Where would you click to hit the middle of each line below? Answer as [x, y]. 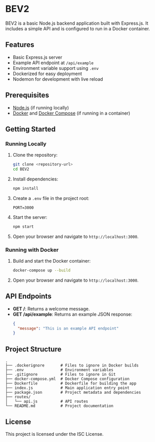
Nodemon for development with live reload [58, 79]
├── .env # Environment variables [60, 370]
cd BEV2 [21, 169]
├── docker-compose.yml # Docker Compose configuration [67, 379]
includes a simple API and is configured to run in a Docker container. [78, 28]
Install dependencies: [35, 179]
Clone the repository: [35, 155]
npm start [23, 227]
